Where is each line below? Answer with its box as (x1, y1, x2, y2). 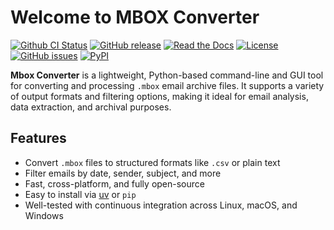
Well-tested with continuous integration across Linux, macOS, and (24, 199, 298, 211)
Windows (24, 209, 64, 221)
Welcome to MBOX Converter (10, 6, 260, 29)
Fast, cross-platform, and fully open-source (24, 177, 205, 190)
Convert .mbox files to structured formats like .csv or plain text (24, 156, 281, 168)
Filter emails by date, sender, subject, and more (24, 167, 222, 179)
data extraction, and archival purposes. (10, 101, 172, 113)
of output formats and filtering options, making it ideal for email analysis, (10, 90, 309, 102)
